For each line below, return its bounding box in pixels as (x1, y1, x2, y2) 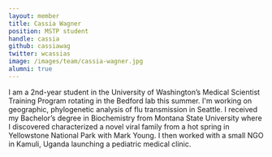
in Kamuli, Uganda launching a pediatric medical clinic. (8, 139, 192, 149)
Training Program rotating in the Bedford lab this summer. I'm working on (8, 95, 253, 106)
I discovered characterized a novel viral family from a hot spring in (8, 121, 230, 131)
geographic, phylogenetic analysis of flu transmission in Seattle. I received (8, 104, 258, 114)
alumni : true (8, 65, 53, 73)
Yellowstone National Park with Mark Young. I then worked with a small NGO (8, 130, 264, 140)
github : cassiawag (8, 42, 71, 50)
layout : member (8, 11, 60, 20)
